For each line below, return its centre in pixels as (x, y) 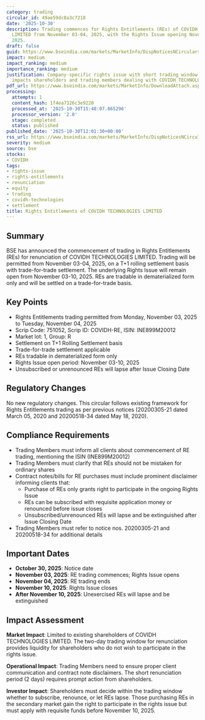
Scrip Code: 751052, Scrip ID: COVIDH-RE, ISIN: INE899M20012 (95, 330)
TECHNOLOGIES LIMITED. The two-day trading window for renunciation (97, 641)
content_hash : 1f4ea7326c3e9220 (53, 103)
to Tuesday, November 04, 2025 (56, 323)
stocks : (16, 154)
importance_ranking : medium (42, 69)
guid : (13, 52)
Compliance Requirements (58, 435)
